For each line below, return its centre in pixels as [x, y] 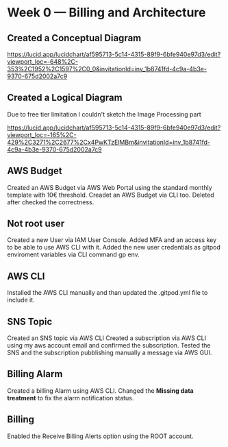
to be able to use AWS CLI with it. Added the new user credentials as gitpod [114, 247]
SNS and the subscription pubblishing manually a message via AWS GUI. [110, 353]
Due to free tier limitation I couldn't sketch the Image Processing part [104, 114]
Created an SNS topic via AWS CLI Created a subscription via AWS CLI [107, 338]
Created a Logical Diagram [65, 98]
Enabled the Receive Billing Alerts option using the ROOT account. [100, 436]
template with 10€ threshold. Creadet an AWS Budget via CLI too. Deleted [111, 195]
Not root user [36, 224]
